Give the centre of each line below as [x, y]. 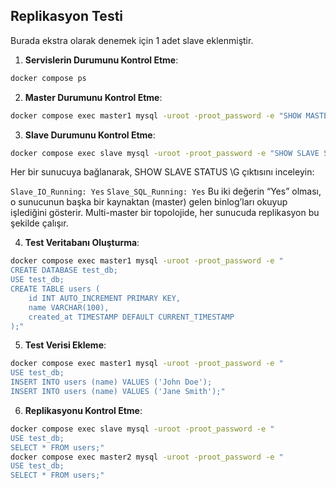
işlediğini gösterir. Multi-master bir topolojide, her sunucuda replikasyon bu [165, 213]
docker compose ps [48, 78]
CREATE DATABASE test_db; [64, 270]
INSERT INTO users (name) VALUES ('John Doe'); [111, 382]
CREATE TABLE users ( [55, 289]
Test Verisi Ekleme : [65, 345]
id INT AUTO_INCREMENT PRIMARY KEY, [105, 298]
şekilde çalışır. [39, 223]
